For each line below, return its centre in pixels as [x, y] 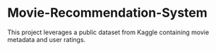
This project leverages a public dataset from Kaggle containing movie [108, 32]
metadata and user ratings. [47, 39]
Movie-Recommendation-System [108, 13]
